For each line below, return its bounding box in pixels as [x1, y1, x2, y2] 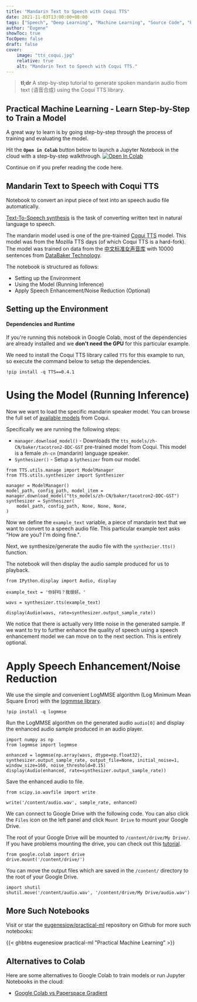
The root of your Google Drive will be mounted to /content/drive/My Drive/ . [6, 834, 191, 841]
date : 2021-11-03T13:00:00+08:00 [6, 14, 88, 20]
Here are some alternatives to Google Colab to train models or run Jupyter [6, 972, 186, 979]
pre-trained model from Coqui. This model [84, 443, 186, 450]
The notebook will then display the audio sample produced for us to [6, 560, 169, 567]
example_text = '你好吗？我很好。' [6, 589, 86, 595]
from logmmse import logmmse [6, 742, 77, 748]
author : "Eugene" [6, 25, 49, 31]
